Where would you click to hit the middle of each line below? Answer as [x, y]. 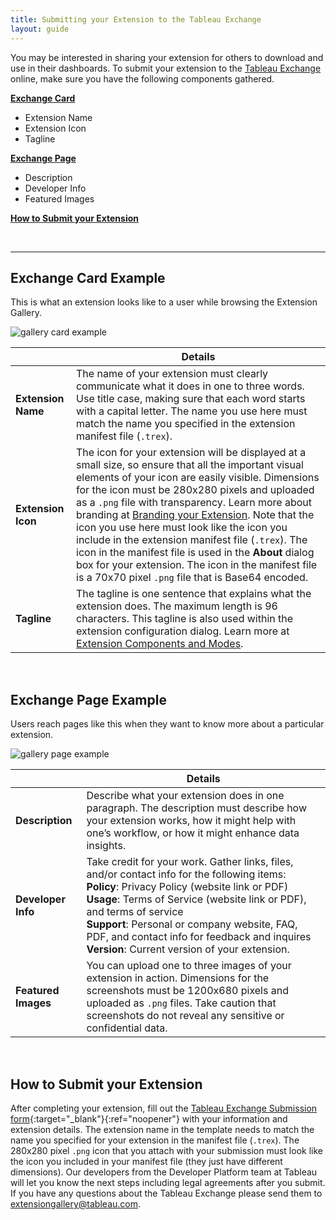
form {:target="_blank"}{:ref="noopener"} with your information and [149, 1118]
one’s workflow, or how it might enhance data [193, 833]
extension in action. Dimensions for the [178, 978]
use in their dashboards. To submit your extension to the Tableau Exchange [166, 68]
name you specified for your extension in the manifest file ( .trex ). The [155, 1140]
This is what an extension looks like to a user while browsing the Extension [164, 302]
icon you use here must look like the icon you [182, 528]
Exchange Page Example [88, 699]
